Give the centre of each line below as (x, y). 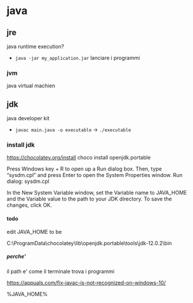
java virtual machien (31, 86)
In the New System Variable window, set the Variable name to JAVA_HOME (97, 193)
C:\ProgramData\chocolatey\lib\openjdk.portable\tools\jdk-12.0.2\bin (89, 243)
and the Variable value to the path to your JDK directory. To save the (89, 199)
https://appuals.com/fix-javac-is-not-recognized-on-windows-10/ (86, 282)
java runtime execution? (35, 46)
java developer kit (28, 118)
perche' (16, 257)
